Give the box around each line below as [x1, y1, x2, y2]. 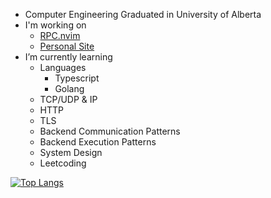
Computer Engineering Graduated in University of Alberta [24, 9, 262, 20]
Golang [54, 83, 85, 94]
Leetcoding [39, 157, 87, 169]
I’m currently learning [24, 51, 113, 63]
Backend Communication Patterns [39, 125, 181, 137]
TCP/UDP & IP [39, 94, 98, 105]
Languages [39, 62, 87, 73]
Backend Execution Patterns [39, 136, 157, 148]
